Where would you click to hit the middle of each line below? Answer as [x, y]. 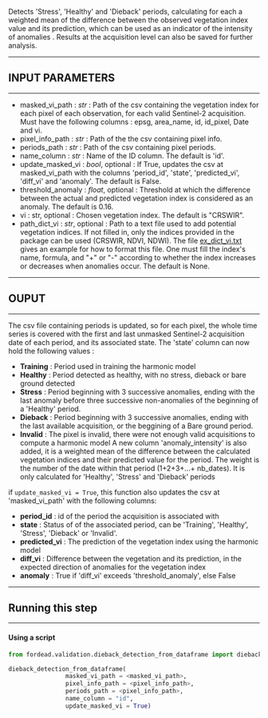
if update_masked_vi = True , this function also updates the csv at [114, 492]
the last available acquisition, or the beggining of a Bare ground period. [136, 426]
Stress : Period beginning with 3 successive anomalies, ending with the [137, 391]
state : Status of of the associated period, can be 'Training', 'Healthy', [134, 524]
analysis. [23, 46]
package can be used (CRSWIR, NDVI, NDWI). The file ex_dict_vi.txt [131, 240]
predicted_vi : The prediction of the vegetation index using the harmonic [139, 541]
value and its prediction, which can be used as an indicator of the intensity [130, 28]
